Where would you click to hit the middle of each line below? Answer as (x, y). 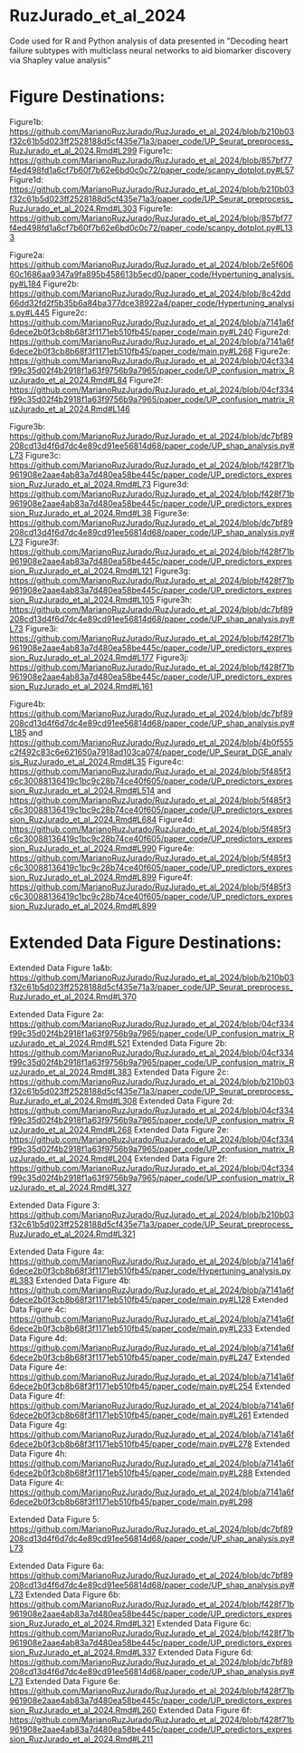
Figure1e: (156, 208)
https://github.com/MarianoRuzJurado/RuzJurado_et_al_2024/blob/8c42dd (150, 293)
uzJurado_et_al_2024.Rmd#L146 (70, 409)
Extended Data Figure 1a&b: (61, 968)
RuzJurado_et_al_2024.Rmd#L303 (73, 208)
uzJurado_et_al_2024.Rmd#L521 (70, 1043)
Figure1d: (26, 179)
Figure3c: (43, 455)
